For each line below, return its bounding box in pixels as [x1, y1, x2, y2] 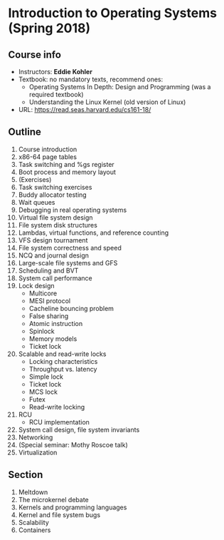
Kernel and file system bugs [18, 510, 101, 519]
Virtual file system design [18, 213, 93, 222]
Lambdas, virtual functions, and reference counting [18, 228, 169, 237]
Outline [8, 126, 41, 138]
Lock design [18, 281, 55, 290]
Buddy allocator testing [18, 190, 87, 199]
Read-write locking [28, 402, 85, 411]
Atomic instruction [28, 319, 83, 327]
